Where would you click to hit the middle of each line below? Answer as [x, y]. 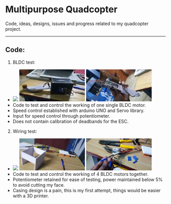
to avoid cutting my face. [39, 185]
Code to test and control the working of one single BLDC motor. [79, 105]
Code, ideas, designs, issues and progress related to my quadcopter [77, 24]
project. [13, 29]
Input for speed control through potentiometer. [61, 116]
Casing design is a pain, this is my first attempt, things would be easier [87, 190]
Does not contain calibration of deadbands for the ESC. [70, 121]
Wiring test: [25, 131]
